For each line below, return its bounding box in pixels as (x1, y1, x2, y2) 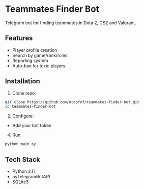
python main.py (5, 142, 36, 147)
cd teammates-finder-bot (5, 104, 56, 109)
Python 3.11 (12, 168, 35, 174)
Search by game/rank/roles (12, 52, 68, 58)
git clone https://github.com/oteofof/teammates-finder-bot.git (5, 99, 140, 104)
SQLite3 (12, 179, 29, 185)
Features (5, 34, 33, 42)
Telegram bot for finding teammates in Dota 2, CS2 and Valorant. (5, 20, 136, 26)
